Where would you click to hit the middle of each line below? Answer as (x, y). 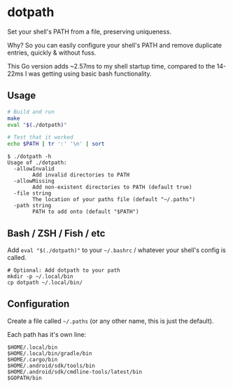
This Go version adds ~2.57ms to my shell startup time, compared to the (111, 66)
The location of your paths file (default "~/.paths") (114, 200)
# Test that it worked (40, 137)
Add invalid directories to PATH (81, 175)
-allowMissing (34, 181)
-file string (33, 193)
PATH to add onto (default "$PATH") (86, 212)
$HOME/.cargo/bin (33, 359)
